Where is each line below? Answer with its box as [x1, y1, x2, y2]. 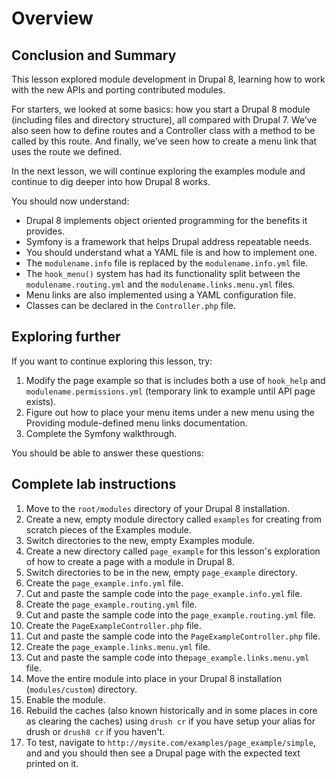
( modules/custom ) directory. [25, 683, 138, 695]
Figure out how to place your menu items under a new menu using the [25, 406, 315, 418]
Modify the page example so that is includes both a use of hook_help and [25, 374, 326, 386]
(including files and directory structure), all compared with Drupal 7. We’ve [11, 114, 318, 126]
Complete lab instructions [11, 476, 177, 493]
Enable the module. [25, 693, 106, 706]
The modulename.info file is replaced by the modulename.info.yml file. [25, 257, 309, 269]
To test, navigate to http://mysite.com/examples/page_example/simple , [25, 736, 316, 748]
